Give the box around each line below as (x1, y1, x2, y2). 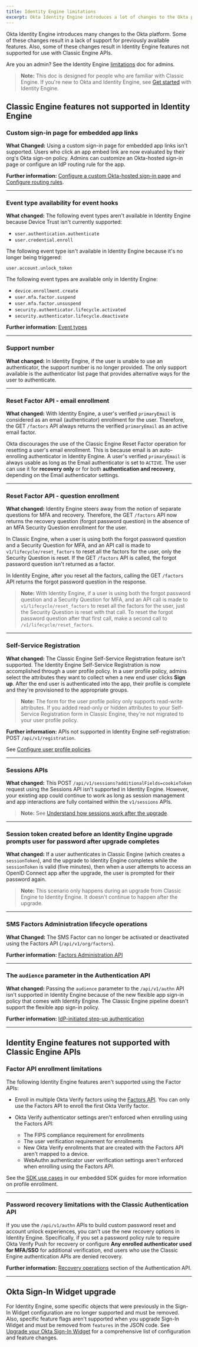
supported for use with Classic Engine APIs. (6, 49, 113, 56)
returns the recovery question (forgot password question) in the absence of (6, 518, 190, 525)
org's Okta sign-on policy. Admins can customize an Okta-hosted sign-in (6, 155, 183, 162)
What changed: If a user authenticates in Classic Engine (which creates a (6, 851, 185, 858)
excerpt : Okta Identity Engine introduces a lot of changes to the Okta (6, 14, 189, 20)
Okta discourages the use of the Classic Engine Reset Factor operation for (6, 441, 187, 448)
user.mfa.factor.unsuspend (14, 301, 81, 307)
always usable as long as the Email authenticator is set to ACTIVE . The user (6, 459, 187, 467)
